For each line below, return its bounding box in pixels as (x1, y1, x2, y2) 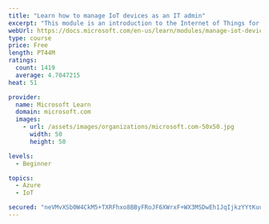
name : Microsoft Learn (15, 101, 91, 109)
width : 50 (29, 130, 62, 138)
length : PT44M (8, 49, 56, 57)
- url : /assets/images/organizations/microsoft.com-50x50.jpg (22, 123, 235, 131)
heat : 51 (8, 78, 38, 86)
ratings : (8, 57, 38, 65)
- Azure (15, 182, 42, 190)
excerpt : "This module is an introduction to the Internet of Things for (8, 19, 260, 27)
